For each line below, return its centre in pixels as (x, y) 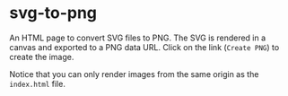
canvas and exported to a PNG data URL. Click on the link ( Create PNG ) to (144, 47)
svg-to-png (53, 13)
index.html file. (37, 83)
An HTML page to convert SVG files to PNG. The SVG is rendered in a (138, 38)
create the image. (42, 57)
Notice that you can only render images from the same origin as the (134, 74)
